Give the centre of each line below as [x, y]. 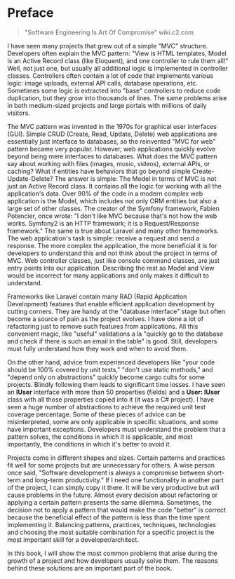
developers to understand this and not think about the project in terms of [112, 253]
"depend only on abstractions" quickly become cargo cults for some [106, 377]
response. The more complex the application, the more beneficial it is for [112, 245]
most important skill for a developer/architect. [73, 539]
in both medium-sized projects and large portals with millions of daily [107, 105]
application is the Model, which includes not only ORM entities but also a [112, 200]
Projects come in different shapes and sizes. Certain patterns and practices [116, 458]
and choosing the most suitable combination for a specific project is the [111, 532]
